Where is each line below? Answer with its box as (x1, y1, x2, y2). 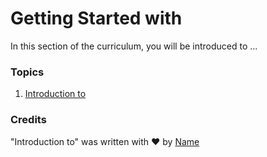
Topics (10, 65, 45, 79)
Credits (10, 113, 47, 127)
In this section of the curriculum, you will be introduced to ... (10, 40, 258, 52)
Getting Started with (10, 7, 183, 30)
